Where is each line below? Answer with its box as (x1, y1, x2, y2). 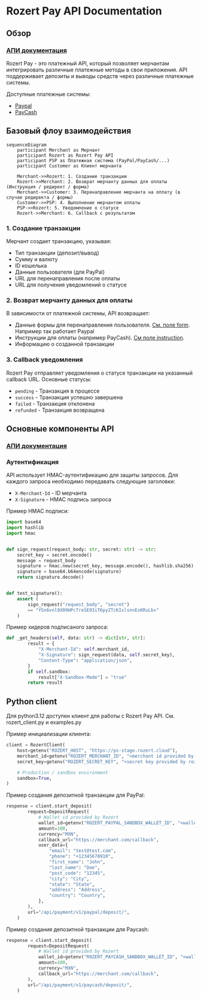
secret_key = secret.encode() (17, 552, 93, 558)
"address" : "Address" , (48, 887, 106, 893)
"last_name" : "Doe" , (48, 865, 100, 871)
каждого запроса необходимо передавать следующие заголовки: (6, 478, 175, 485)
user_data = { (38, 842, 68, 848)
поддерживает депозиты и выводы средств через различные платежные (6, 72, 194, 79)
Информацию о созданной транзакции (14, 340, 115, 348)
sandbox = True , (17, 775, 52, 781)
